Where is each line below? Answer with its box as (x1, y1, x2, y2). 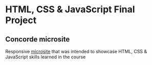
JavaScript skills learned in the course (5, 54, 86, 60)
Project (5, 14, 37, 26)
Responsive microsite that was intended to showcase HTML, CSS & (5, 49, 147, 54)
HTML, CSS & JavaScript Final (5, 4, 135, 15)
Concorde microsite (5, 35, 70, 44)
